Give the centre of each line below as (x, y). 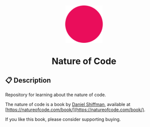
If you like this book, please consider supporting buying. (63, 119)
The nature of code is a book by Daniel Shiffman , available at (68, 104)
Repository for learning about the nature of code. (56, 95)
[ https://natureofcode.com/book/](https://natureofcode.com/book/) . (75, 110)
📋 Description (28, 80)
